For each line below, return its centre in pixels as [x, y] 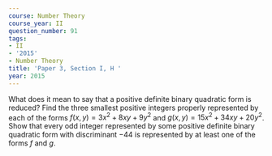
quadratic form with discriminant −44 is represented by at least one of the [132, 135]
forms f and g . [32, 143]
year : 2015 [27, 76]
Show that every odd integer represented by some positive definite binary [132, 126]
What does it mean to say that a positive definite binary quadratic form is [130, 99]
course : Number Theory [47, 16]
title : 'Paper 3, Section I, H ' [65, 69]
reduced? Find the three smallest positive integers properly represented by [134, 108]
